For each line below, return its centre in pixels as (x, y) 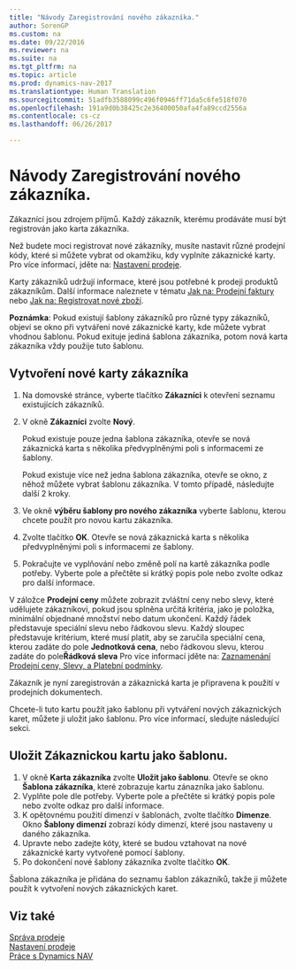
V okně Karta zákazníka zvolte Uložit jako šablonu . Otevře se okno (145, 777)
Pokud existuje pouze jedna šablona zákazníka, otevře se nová (136, 438)
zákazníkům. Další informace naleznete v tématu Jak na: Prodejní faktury (142, 291)
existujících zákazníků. (63, 404)
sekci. (20, 727)
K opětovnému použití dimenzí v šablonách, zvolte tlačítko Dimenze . (147, 814)
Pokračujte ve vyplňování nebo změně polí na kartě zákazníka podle (146, 564)
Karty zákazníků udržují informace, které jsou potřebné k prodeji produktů (144, 281)
